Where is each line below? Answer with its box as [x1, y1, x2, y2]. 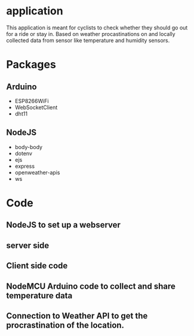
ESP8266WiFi [14, 97, 49, 104]
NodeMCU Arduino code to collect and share [6, 281, 176, 291]
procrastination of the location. [6, 320, 124, 330]
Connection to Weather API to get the [6, 310, 148, 321]
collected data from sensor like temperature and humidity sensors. [6, 37, 170, 44]
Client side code [6, 261, 68, 271]
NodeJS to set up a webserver [6, 220, 121, 230]
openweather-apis [14, 169, 60, 176]
